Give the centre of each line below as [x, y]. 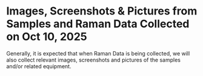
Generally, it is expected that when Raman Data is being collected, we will [98, 53]
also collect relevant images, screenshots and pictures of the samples [93, 60]
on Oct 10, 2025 [47, 37]
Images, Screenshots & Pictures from [102, 11]
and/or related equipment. [39, 66]
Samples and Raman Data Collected [98, 24]
